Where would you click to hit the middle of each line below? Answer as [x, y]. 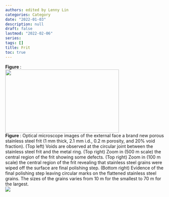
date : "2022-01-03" [26, 19]
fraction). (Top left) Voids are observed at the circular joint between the [79, 146]
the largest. [17, 184]
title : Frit [18, 48]
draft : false [19, 29]
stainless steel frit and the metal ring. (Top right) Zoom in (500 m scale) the [83, 151]
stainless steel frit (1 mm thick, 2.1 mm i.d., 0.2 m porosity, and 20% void [80, 141]
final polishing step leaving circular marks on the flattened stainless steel [81, 173]
